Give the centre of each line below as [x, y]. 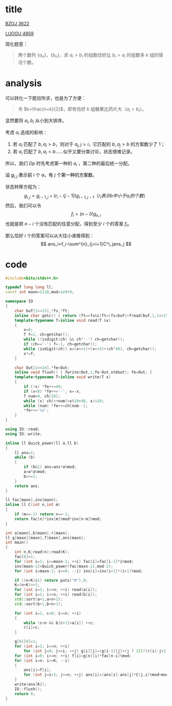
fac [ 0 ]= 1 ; [25, 557]
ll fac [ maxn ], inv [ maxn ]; [32, 500]
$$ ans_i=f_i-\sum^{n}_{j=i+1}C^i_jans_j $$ [86, 244]
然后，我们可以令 [23, 206]
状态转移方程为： [23, 187]
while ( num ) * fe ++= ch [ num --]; [56, 406]
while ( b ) [25, 457]
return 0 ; [25, 694]
